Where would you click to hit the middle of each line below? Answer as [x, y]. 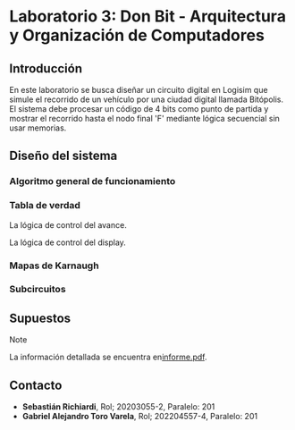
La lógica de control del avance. [68, 224]
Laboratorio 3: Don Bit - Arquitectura [147, 17]
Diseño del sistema [63, 156]
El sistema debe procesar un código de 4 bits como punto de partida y [139, 109]
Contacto [36, 385]
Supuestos [40, 318]
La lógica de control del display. [68, 242]
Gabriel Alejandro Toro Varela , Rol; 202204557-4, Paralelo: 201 [139, 417]
